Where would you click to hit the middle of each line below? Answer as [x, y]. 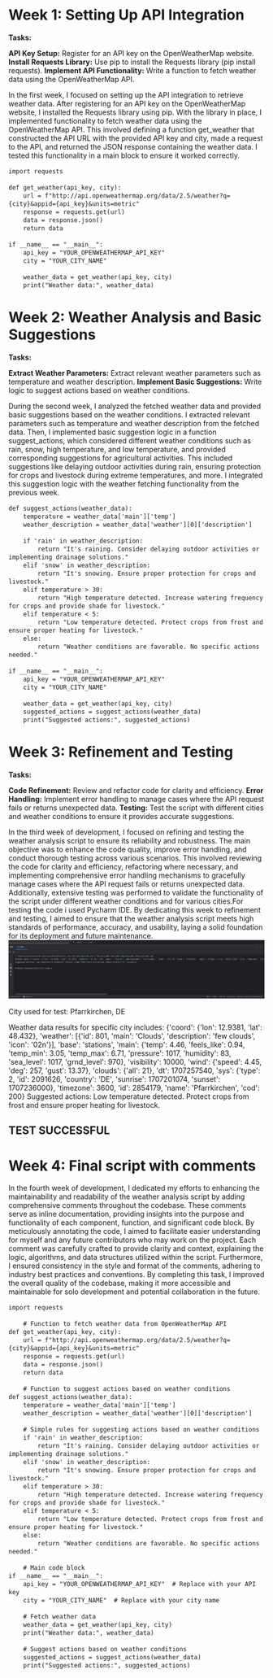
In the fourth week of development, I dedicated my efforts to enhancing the [134, 1188]
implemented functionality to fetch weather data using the [105, 120]
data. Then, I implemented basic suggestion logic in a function [113, 432]
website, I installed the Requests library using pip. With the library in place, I [135, 112]
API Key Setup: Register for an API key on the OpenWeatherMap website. [131, 53]
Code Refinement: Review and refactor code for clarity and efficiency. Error [136, 790]
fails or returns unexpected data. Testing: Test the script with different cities [136, 808]
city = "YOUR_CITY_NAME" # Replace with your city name [121, 1601]
